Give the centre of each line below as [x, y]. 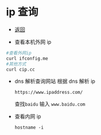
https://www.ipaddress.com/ [48, 92]
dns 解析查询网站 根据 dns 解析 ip [55, 81]
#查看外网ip [19, 53]
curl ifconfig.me [27, 58]
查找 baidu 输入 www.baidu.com [50, 104]
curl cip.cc [20, 69]
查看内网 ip [28, 117]
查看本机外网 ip [33, 42]
